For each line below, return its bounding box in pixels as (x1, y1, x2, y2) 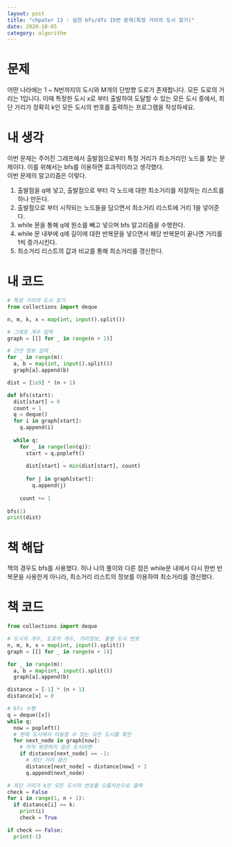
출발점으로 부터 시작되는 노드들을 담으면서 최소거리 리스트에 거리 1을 (17, 204, 202, 212)
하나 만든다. (17, 195, 50, 203)
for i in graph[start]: (13, 417, 82, 425)
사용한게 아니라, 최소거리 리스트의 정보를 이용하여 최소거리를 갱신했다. (25, 573, 215, 581)
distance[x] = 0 (7, 692, 54, 700)
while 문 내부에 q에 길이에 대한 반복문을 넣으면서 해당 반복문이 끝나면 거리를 (17, 229, 223, 238)
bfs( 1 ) (7, 507, 26, 515)
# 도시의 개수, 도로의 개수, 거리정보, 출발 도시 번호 (7, 636, 140, 643)
